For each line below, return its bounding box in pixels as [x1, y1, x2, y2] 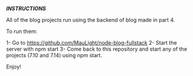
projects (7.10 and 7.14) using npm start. [6, 52, 103, 58]
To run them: [6, 28, 37, 35]
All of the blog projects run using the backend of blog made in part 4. [6, 16, 175, 23]
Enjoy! [6, 63, 22, 70]
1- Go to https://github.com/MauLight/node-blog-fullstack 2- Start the [6, 39, 177, 46]
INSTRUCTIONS [6, 5, 46, 12]
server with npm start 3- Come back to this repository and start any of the [6, 45, 188, 52]
